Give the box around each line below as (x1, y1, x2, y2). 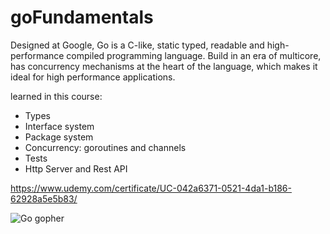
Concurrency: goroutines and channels (24, 141, 187, 153)
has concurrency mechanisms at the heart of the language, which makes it (10, 60, 318, 72)
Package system (24, 131, 94, 143)
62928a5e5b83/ (10, 192, 78, 205)
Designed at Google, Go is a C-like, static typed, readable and (10, 39, 265, 51)
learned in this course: (10, 90, 103, 102)
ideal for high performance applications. (10, 71, 176, 83)
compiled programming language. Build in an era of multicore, (66, 49, 322, 61)
